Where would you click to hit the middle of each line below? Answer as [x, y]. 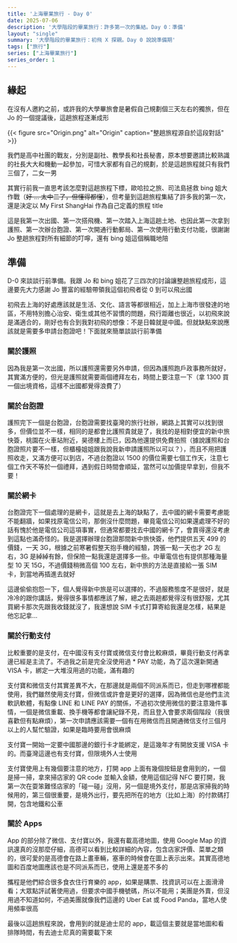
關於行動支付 [29, 635]
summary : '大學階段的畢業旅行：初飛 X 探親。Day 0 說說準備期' [92, 40]
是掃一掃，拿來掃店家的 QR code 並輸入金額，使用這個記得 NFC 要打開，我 [116, 777]
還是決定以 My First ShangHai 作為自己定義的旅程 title [85, 205]
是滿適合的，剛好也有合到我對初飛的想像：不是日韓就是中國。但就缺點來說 [115, 322]
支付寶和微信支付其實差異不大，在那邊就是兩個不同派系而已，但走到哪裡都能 [119, 685]
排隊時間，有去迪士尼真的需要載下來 [60, 932]
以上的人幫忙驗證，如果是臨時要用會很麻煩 [69, 730]
